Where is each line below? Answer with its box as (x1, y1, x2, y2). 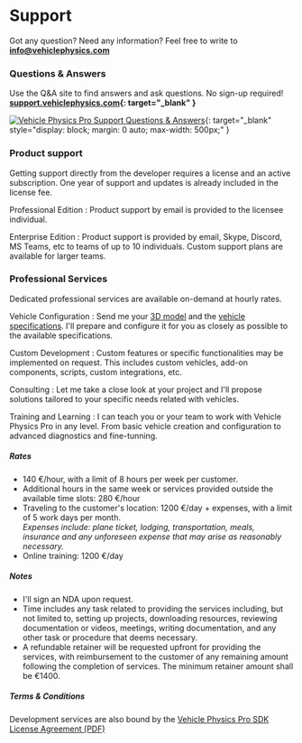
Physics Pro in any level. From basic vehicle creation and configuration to (9, 420, 281, 431)
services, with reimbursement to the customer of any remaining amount (22, 651, 288, 662)
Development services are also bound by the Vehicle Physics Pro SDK (9, 713, 270, 724)
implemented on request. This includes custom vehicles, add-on (9, 357, 248, 368)
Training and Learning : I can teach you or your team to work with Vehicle (9, 411, 282, 422)
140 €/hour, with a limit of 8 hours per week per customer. (22, 473, 239, 484)
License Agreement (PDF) (9, 723, 105, 734)
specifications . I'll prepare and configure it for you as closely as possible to (9, 320, 288, 331)
